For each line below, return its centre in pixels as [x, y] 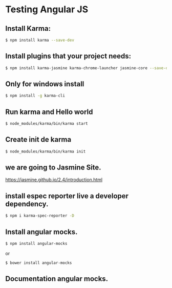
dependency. [27, 204]
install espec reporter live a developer [67, 196]
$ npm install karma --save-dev [40, 40]
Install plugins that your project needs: [68, 56]
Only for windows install [45, 84]
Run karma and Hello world [49, 112]
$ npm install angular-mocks [36, 243]
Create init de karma [38, 140]
